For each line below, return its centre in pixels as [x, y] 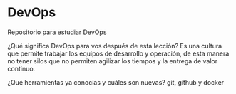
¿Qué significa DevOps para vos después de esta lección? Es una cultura [115, 46]
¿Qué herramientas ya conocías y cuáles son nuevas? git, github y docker [116, 82]
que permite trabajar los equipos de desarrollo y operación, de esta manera [118, 53]
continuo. [21, 68]
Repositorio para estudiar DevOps [57, 32]
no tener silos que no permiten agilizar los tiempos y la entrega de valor [113, 61]
